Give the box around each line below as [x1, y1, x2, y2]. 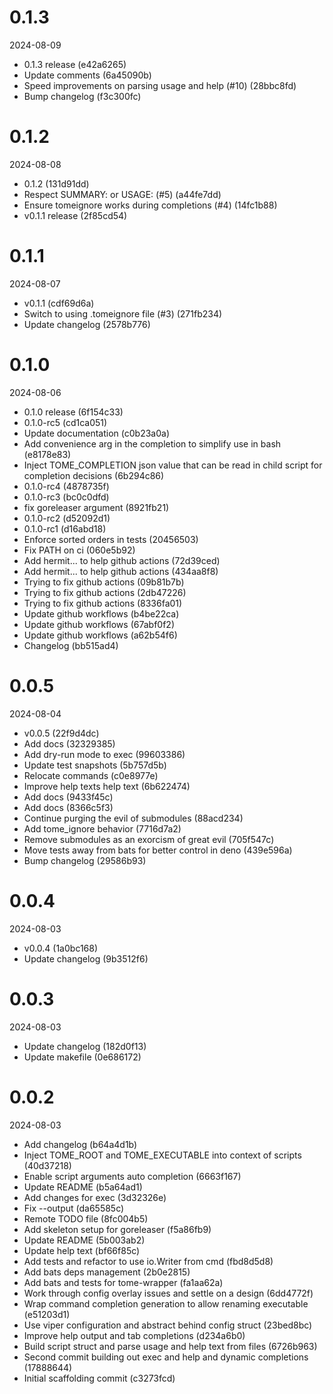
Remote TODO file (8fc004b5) [23, 1212, 149, 1225]
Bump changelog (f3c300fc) [23, 90, 142, 102]
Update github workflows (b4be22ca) [23, 607, 180, 620]
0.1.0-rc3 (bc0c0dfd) [23, 491, 110, 503]
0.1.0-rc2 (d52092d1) [23, 512, 111, 524]
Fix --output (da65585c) [23, 1202, 125, 1214]
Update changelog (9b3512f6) [23, 952, 149, 965]
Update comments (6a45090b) [23, 69, 152, 81]
